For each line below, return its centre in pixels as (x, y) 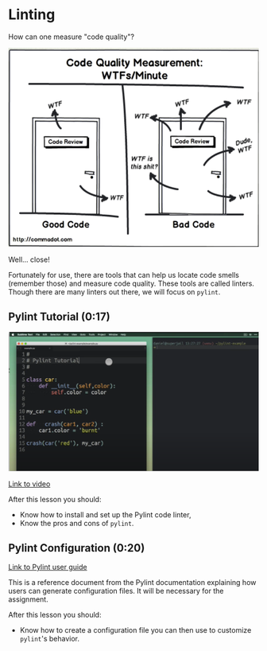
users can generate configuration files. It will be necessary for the (116, 591)
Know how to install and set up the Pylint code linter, (105, 514)
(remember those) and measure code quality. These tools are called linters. (131, 283)
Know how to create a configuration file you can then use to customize (135, 630)
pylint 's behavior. (50, 639)
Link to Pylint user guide (48, 567)
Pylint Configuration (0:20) (77, 548)
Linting (32, 15)
